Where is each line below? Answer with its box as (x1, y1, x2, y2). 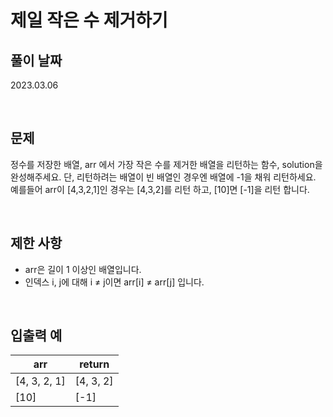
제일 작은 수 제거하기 (10, 9, 168, 32)
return (79, 357, 110, 371)
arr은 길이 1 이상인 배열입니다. (24, 263, 142, 275)
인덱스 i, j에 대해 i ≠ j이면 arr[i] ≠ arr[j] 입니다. (24, 276, 205, 288)
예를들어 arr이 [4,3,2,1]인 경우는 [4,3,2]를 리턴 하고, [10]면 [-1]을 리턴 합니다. (10, 183, 310, 195)
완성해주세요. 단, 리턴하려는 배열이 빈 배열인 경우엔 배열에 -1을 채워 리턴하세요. (10, 171, 317, 183)
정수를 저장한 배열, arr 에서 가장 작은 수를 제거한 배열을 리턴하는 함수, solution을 (10, 158, 323, 170)
